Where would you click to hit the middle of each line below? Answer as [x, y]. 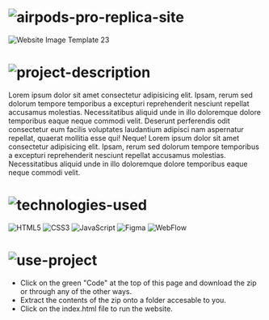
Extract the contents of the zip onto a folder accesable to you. [123, 300]
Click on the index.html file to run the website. [97, 309]
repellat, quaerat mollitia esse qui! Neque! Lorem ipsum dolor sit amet [124, 138]
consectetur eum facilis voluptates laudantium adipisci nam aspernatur [126, 129]
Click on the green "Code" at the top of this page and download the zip [138, 283]
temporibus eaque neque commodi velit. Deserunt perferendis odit [119, 121]
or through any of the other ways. [76, 291]
